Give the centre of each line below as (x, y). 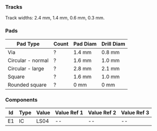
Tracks (14, 7)
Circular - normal (28, 60)
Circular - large (26, 68)
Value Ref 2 (102, 112)
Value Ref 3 (135, 112)
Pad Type (28, 43)
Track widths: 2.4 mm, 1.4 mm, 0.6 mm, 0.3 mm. (55, 18)
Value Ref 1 (69, 112)
